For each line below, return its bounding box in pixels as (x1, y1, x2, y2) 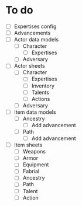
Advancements (13, 30, 51, 36)
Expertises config (13, 23, 57, 30)
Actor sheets (13, 62, 45, 69)
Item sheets (13, 141, 43, 149)
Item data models (13, 109, 56, 116)
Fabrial (22, 167, 39, 175)
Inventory (31, 82, 55, 89)
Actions (31, 95, 50, 102)
